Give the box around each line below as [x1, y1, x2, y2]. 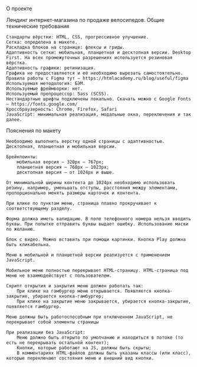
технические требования [6, 23, 70, 30]
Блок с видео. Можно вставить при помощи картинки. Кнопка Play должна [6, 237, 186, 243]
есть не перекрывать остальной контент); [6, 340, 110, 346]
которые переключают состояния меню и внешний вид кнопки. [6, 355, 155, 361]
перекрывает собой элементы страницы [6, 319, 99, 325]
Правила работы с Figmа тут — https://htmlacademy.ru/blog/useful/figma [6, 76, 189, 81]
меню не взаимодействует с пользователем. [6, 273, 112, 278]
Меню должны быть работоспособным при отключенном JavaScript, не [6, 314, 173, 320]
